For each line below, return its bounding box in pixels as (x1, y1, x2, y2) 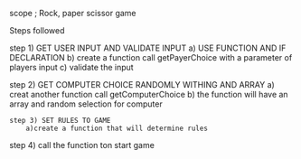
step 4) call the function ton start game (9, 140, 155, 150)
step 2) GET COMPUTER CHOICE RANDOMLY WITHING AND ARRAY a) (9, 79, 276, 89)
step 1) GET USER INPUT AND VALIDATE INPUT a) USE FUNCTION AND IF (9, 42, 287, 53)
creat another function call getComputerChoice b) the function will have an (9, 89, 288, 99)
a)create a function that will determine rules (25, 124, 208, 133)
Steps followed (9, 25, 65, 35)
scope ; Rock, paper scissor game (9, 8, 137, 18)
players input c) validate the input (9, 62, 134, 72)
